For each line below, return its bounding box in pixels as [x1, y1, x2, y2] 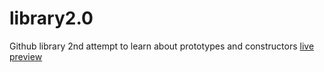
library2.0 [9, 7, 94, 30]
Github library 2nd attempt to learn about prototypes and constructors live [9, 40, 315, 52]
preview [9, 50, 43, 62]
